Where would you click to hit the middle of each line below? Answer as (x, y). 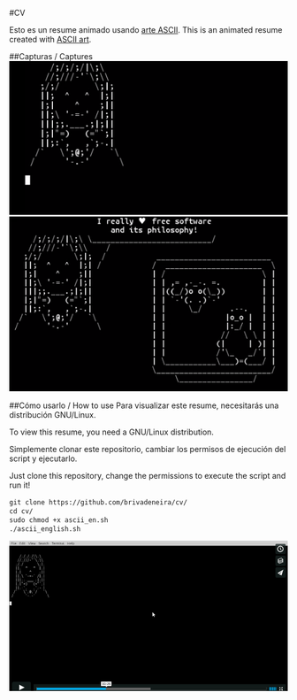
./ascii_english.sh (45, 529)
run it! (20, 485)
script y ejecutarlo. (43, 458)
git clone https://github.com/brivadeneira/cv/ (99, 502)
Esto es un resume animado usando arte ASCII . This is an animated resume (146, 30)
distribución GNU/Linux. (53, 414)
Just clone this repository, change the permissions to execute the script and (148, 475)
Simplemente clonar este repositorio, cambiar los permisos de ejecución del (148, 449)
